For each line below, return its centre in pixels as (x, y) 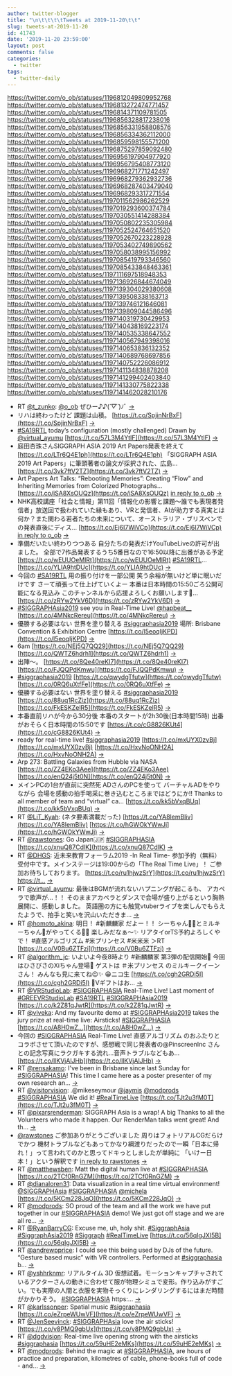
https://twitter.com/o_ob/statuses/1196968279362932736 (90, 179)
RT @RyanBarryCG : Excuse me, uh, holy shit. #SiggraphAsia (104, 1228)
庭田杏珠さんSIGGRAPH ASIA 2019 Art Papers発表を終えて (101, 446)
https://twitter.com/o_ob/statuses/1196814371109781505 (87, 112)
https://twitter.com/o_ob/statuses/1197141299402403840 (89, 378)
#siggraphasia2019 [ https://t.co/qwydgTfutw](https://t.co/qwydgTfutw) (119, 677)
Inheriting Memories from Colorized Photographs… (90, 486)
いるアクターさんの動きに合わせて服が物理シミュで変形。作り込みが (114, 1282)
